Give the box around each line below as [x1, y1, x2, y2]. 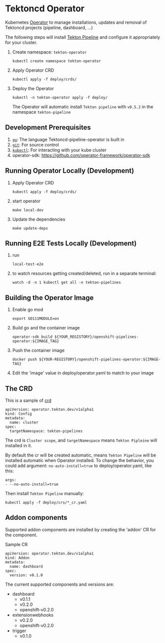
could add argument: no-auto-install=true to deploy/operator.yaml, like [5, 463, 152, 468]
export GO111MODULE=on [12, 316, 59, 321]
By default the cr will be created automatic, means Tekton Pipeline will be [5, 452, 157, 458]
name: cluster [9, 420, 39, 425]
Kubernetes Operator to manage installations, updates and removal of [5, 19, 147, 25]
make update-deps [12, 226, 48, 230]
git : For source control [12, 141, 59, 147]
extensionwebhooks [12, 612, 53, 618]
